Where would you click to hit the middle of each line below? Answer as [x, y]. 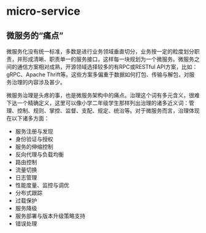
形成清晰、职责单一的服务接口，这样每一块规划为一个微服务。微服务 [108, 59]
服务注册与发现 [34, 131]
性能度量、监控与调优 [42, 185]
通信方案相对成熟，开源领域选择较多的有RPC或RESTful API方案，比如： [107, 67]
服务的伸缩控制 [34, 147]
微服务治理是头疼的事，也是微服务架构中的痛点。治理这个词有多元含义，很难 [103, 95]
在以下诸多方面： [28, 118]
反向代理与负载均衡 [40, 154]
